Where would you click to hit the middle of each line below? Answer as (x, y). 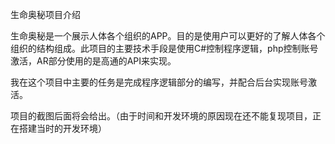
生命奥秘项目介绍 (45, 14)
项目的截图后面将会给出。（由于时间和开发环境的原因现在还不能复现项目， (161, 116)
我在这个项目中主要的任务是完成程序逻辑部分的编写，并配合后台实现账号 (159, 82)
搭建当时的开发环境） (62, 128)
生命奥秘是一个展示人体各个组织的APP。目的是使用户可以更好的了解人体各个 (168, 36)
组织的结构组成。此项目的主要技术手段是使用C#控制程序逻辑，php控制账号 (164, 48)
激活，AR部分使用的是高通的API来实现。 (93, 61)
